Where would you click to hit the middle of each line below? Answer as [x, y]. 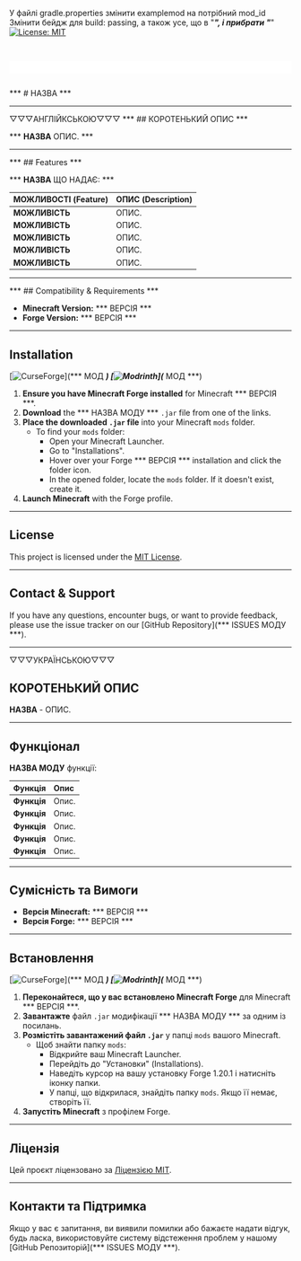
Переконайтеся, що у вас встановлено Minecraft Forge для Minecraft [156, 997]
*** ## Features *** [46, 162]
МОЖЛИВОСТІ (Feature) [61, 199]
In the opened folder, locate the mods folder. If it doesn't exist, [162, 479]
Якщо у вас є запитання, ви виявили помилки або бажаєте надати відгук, [150, 1228]
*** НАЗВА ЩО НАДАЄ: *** [62, 180]
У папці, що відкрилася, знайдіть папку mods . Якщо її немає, [163, 1093]
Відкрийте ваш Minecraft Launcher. [115, 1054]
